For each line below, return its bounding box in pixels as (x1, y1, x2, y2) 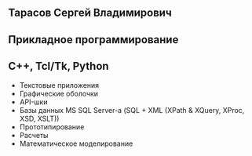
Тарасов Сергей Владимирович (8, 6, 173, 20)
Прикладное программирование (8, 33, 179, 46)
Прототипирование (19, 122, 85, 132)
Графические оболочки (19, 89, 99, 98)
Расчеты (19, 130, 49, 140)
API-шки (19, 97, 48, 107)
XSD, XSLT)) (19, 114, 60, 123)
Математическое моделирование (19, 139, 133, 148)
